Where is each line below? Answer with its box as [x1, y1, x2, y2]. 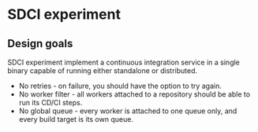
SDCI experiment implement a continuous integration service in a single [7, 57, 240, 67]
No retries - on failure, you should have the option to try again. [18, 81, 222, 90]
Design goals [7, 37, 73, 50]
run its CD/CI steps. [18, 98, 83, 107]
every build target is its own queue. [18, 115, 133, 123]
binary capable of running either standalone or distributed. [7, 66, 198, 75]
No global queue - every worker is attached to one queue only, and [18, 106, 237, 115]
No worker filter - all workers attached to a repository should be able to [18, 90, 250, 99]
